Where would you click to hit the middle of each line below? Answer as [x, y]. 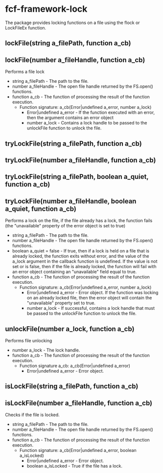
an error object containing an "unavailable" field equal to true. [74, 272]
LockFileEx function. [26, 27]
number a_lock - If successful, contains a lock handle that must [91, 308]
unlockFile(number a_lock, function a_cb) [70, 329]
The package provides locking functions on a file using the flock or [73, 23]
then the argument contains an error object [70, 118]
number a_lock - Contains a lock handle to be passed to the [87, 123]
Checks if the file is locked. [32, 415]
